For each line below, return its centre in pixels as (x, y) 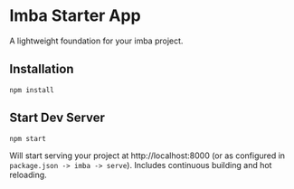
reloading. (28, 175)
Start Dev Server (57, 118)
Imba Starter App (76, 16)
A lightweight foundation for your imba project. (96, 41)
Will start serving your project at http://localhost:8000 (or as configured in (147, 156)
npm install (32, 90)
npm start (28, 138)
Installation (42, 69)
